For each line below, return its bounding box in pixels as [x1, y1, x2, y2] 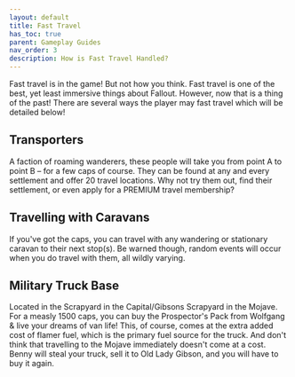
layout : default [9, 12, 69, 22]
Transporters [9, 132, 84, 147]
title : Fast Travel [9, 21, 82, 30]
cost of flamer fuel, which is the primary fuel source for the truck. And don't [9, 330, 287, 341]
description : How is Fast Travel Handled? [9, 54, 169, 63]
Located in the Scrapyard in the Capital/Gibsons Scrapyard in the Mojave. [9, 302, 278, 312]
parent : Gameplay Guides [9, 37, 101, 47]
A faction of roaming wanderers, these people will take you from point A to [9, 156, 283, 167]
